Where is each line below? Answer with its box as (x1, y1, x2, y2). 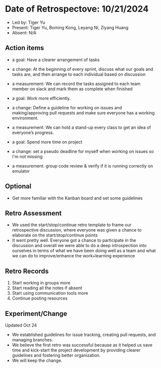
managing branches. (12, 337, 53, 343)
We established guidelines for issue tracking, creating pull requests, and (12, 332, 156, 337)
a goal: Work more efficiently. (12, 95, 71, 101)
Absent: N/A (12, 30, 37, 35)
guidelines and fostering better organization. (12, 352, 101, 358)
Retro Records (5, 267, 49, 275)
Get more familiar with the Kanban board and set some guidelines (12, 195, 143, 201)
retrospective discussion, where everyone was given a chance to (12, 227, 142, 233)
